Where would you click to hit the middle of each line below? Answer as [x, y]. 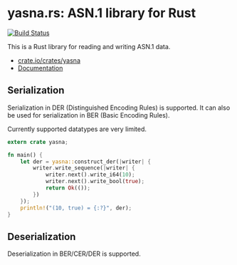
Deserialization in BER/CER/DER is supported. [74, 254]
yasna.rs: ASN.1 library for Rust [102, 13]
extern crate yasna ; [38, 142]
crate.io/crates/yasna [49, 60]
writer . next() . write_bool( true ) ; [95, 182]
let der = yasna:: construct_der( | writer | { [86, 162]
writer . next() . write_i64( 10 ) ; [90, 175]
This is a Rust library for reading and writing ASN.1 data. [89, 46]
